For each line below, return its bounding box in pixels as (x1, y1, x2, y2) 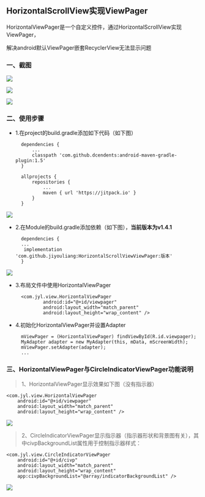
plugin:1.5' (15, 158, 46, 164)
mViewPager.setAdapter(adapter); (21, 344, 106, 351)
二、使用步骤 (6, 114, 45, 123)
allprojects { (21, 174, 57, 180)
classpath (31, 152, 57, 158)
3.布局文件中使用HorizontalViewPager (15, 282, 111, 289)
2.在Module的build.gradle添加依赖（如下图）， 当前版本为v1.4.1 (15, 223, 173, 231)
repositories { (31, 179, 70, 185)
